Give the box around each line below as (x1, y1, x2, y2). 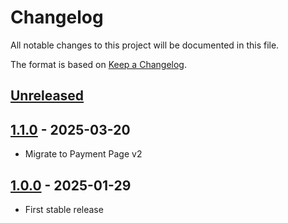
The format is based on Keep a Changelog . (10, 58, 187, 70)
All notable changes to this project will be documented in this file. (10, 39, 280, 51)
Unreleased (10, 87, 85, 105)
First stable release (24, 203, 104, 215)
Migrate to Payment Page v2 (24, 148, 143, 160)
